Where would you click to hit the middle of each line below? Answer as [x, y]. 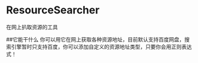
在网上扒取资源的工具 [32, 27]
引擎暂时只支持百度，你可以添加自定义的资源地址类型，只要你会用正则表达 [101, 47]
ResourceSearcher [53, 10]
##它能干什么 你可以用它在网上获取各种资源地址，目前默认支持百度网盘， [95, 39]
